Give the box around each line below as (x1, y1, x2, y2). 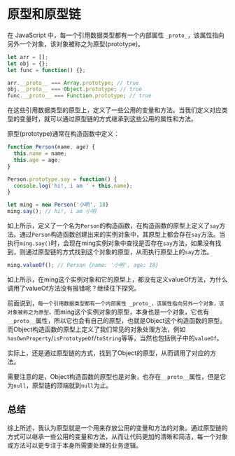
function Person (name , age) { (7, 144, 96, 151)
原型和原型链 (7, 6, 82, 22)
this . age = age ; (13, 156, 61, 163)
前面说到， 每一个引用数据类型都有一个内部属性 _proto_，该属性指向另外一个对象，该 (7, 298, 225, 307)
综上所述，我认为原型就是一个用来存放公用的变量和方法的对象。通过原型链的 (7, 423, 228, 431)
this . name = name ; (13, 150, 68, 158)
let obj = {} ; (7, 60, 49, 67)
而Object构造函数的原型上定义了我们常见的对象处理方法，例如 (7, 325, 186, 333)
